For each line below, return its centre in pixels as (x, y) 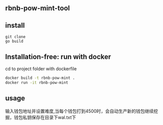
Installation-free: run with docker (58, 56)
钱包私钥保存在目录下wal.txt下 (45, 117)
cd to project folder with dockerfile (41, 69)
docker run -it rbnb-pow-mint (37, 82)
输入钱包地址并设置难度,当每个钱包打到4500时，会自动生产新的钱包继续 (79, 111)
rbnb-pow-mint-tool (38, 8)
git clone (16, 37)
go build (14, 41)
